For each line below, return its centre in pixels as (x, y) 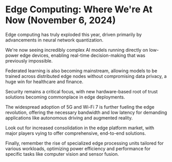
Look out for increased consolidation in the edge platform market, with (80, 128)
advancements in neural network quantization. (54, 40)
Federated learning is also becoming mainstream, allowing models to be (81, 71)
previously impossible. (29, 60)
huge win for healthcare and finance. (44, 82)
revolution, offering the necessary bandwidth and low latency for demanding (86, 112)
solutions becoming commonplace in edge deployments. (65, 97)
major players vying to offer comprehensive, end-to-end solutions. (76, 133)
